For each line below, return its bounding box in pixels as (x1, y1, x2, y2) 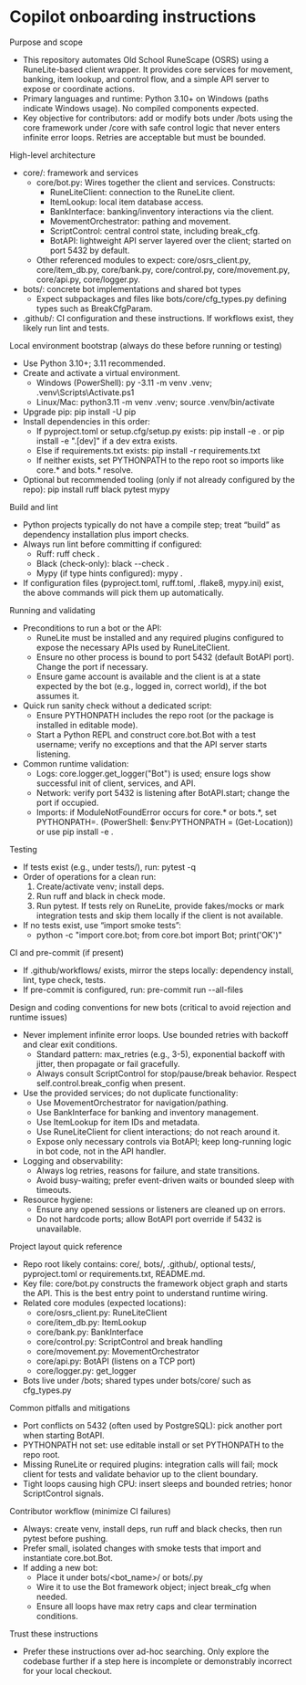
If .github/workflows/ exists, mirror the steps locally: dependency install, (22, 965, 294, 976)
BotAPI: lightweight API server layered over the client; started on (49, 235, 291, 246)
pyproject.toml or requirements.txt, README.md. (22, 1268, 206, 1279)
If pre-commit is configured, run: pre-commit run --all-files (22, 984, 244, 995)
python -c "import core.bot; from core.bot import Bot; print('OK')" (36, 929, 282, 940)
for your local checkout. (22, 1665, 112, 1676)
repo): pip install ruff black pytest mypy (22, 484, 170, 495)
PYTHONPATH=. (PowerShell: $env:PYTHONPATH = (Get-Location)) (36, 816, 294, 827)
